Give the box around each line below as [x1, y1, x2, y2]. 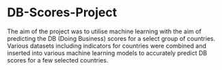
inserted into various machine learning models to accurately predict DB [7, 49, 207, 57]
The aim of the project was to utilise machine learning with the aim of [7, 27, 202, 35]
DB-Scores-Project [7, 5, 117, 20]
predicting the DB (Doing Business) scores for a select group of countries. [7, 34, 216, 42]
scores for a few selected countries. [7, 56, 109, 64]
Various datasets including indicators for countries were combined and [7, 41, 206, 50]
